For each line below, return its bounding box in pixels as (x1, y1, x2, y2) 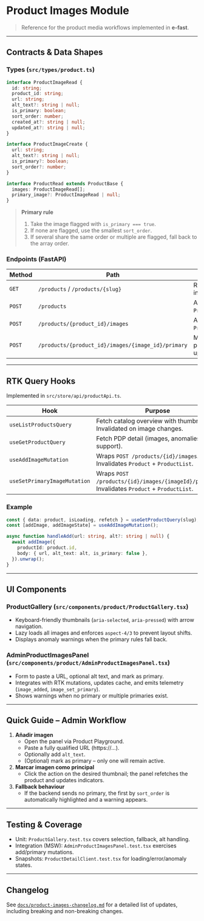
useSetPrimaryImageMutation (9, 478, 90, 485)
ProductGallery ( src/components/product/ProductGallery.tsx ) (6, 602, 189, 611)
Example (6, 503, 33, 512)
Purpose (144, 406, 171, 415)
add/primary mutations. (15, 849, 74, 856)
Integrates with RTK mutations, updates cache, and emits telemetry (15, 679, 184, 686)
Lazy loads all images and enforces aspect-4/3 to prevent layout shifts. (15, 629, 192, 637)
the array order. (30, 240, 70, 247)
